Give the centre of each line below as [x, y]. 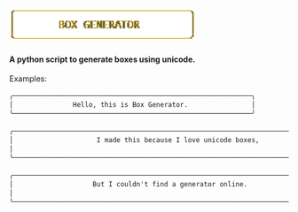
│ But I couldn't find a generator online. [129, 185]
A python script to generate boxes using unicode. [102, 59]
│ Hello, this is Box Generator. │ [132, 105]
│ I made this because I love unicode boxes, [134, 140]
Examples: [28, 79]
